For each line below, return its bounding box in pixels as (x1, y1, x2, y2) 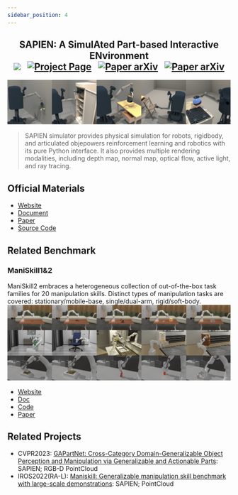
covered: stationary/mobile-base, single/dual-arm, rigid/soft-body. (7, 297, 202, 305)
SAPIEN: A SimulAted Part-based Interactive (18, 39, 220, 51)
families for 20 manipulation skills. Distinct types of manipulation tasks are (7, 289, 224, 298)
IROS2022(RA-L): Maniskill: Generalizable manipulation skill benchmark (17, 472, 227, 481)
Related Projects (7, 430, 81, 443)
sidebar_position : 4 (7, 11, 69, 18)
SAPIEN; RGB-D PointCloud (17, 464, 98, 473)
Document (17, 209, 48, 217)
